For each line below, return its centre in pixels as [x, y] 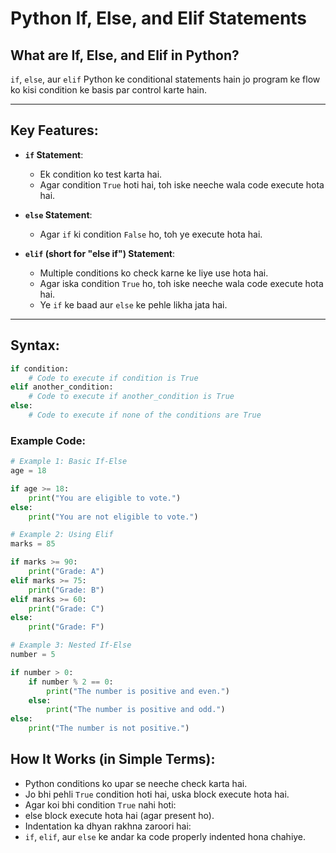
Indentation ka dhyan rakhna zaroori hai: [108, 826]
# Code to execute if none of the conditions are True [145, 415]
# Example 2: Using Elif [62, 535]
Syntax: [35, 345]
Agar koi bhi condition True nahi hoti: [100, 804]
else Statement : [58, 214]
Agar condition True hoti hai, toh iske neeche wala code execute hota [182, 184]
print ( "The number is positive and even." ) [138, 691]
